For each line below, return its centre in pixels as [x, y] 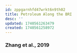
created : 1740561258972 [30, 28]
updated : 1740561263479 [30, 23]
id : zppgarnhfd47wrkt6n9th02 [35, 10]
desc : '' [14, 19]
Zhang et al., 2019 [27, 45]
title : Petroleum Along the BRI [38, 14]
